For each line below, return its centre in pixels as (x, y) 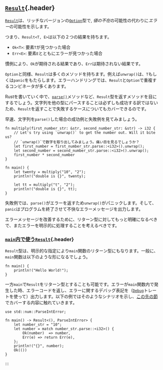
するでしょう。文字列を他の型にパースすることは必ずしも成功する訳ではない (81, 102)
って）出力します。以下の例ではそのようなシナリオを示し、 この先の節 (88, 296)
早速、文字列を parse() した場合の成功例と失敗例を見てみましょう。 (72, 119)
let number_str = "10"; (38, 325)
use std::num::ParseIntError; (36, 312)
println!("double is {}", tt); (45, 189)
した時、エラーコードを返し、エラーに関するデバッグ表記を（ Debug (76, 291)
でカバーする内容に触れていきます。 (41, 303)
